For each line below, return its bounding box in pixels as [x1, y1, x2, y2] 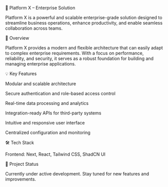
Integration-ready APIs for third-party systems [5, 110, 102, 116]
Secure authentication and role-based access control [5, 91, 116, 96]
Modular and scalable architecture [5, 81, 76, 87]
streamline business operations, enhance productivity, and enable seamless [5, 20, 162, 26]
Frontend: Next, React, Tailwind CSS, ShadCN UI [5, 151, 106, 157]
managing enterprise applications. [5, 61, 76, 67]
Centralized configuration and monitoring [5, 130, 91, 136]
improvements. [5, 176, 36, 182]
